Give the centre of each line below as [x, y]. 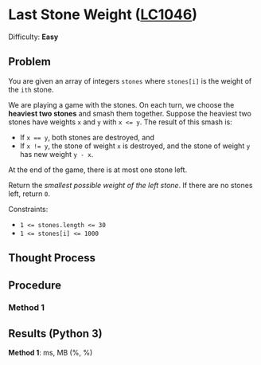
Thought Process [52, 258]
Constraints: [28, 209]
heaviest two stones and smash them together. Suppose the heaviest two [130, 113]
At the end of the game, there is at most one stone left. [98, 170]
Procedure [35, 285]
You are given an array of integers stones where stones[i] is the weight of [130, 80]
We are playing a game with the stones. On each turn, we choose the [121, 104]
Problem [30, 62]
